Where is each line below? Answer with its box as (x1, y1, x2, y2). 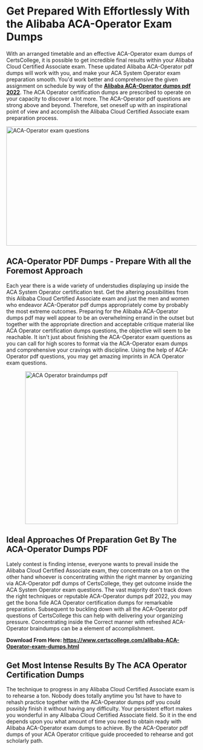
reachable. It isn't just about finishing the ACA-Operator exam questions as (6, 333, 193, 340)
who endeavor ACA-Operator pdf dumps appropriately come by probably (6, 301, 188, 308)
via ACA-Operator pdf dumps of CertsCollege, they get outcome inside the (6, 579, 192, 587)
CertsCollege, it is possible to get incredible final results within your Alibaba (6, 56, 195, 64)
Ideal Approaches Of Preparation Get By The (6, 535, 177, 545)
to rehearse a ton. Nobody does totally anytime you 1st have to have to (6, 692, 182, 700)
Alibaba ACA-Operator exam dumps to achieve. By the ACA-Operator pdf (6, 725, 188, 732)
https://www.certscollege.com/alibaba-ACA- (63, 636, 180, 643)
